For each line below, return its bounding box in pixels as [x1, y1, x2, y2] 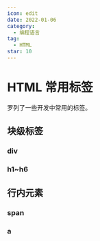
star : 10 [7, 48, 32, 55]
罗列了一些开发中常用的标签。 [7, 103, 91, 111]
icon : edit [7, 10, 38, 17]
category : [7, 23, 36, 29]
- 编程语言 [13, 29, 40, 36]
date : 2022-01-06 [7, 16, 57, 23]
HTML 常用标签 [7, 80, 94, 96]
